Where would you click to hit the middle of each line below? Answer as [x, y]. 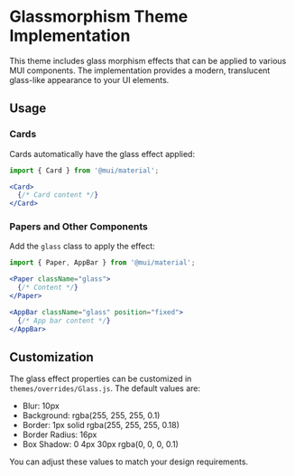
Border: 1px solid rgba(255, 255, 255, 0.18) [101, 425]
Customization [52, 357]
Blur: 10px [41, 406]
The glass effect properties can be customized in [101, 379]
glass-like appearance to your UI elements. [89, 79]
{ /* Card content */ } [58, 195]
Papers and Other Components [79, 227]
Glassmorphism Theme [99, 17]
